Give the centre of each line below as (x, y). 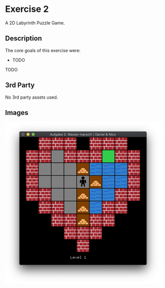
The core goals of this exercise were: (43, 50)
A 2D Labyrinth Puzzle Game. (35, 23)
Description (23, 38)
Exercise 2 (27, 9)
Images (17, 113)
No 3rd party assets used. (32, 97)
